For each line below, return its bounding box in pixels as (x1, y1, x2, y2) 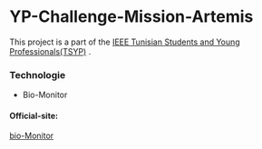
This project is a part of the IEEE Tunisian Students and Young (9, 36, 240, 47)
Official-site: (9, 110, 59, 121)
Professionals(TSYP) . (9, 45, 92, 56)
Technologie (9, 68, 66, 81)
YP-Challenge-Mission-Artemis (9, 6, 254, 27)
